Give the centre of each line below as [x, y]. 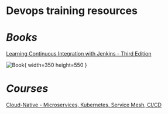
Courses [27, 89]
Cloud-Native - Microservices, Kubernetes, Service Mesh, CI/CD [84, 105]
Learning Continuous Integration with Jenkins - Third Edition [79, 54]
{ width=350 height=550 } [56, 65]
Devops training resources [72, 11]
